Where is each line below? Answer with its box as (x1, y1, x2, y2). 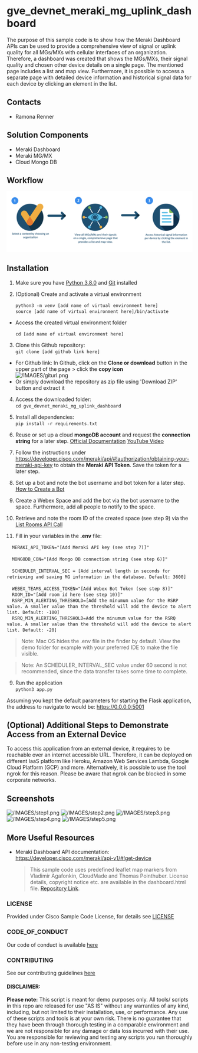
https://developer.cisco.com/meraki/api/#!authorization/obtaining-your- (15, 455, 190, 462)
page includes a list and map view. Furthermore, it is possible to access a (6, 67, 184, 74)
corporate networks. (6, 777, 57, 784)
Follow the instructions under (15, 449, 86, 456)
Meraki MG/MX (15, 152, 52, 159)
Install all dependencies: (15, 413, 74, 420)
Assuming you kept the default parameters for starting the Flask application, (6, 697, 192, 704)
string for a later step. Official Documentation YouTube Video (15, 437, 164, 444)
